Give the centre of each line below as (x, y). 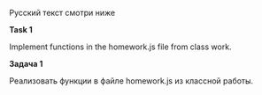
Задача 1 (26, 64)
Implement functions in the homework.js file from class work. (120, 47)
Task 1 (21, 29)
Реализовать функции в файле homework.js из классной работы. (131, 81)
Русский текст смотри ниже (62, 13)
